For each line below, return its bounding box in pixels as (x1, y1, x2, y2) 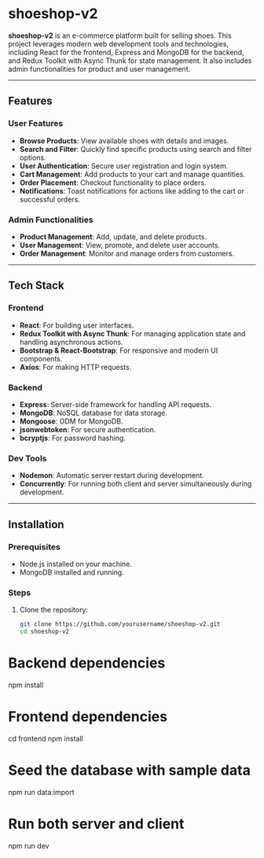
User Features (8, 118, 64, 129)
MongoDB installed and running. (19, 568, 124, 577)
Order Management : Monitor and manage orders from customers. (19, 249, 234, 258)
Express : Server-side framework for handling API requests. (19, 399, 212, 409)
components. (19, 353, 63, 363)
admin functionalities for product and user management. (8, 64, 191, 73)
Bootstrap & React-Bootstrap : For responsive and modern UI (19, 346, 218, 355)
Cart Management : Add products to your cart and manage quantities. (19, 169, 246, 179)
